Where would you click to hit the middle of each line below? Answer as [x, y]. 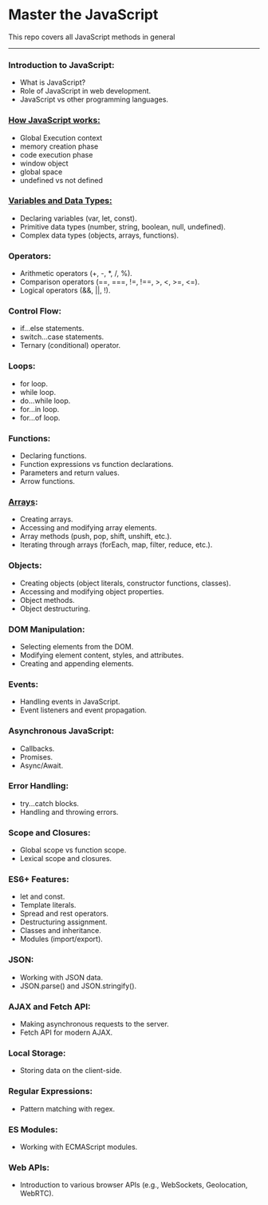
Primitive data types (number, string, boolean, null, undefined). [122, 226]
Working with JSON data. [61, 977]
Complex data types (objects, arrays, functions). [99, 235]
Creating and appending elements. [77, 663]
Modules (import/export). [61, 939]
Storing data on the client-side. [71, 1071]
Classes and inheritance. [61, 931]
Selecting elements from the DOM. [77, 646]
